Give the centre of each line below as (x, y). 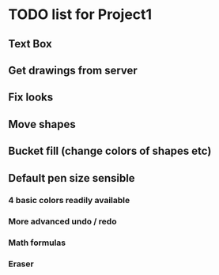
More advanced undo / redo (62, 221)
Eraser (21, 264)
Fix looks (31, 98)
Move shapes (42, 124)
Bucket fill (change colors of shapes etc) (110, 151)
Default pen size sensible (72, 178)
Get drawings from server (73, 70)
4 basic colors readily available (69, 201)
